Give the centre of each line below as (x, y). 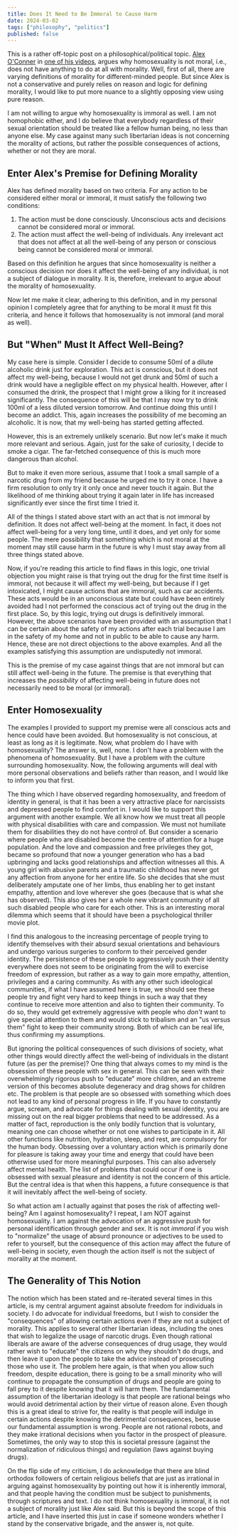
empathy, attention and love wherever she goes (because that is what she (115, 892)
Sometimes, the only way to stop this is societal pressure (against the (109, 1442)
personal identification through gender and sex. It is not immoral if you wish (118, 1228)
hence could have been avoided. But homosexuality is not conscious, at (112, 735)
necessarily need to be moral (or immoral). (70, 688)
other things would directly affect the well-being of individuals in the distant (118, 1056)
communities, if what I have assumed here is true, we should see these (111, 989)
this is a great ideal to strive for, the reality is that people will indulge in (110, 1411)
